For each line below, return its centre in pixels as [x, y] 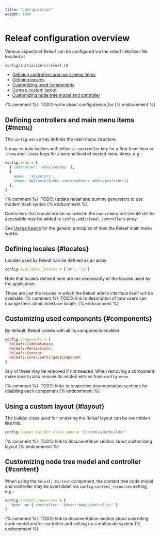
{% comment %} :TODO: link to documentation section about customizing [79, 441]
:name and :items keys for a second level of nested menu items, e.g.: [73, 154]
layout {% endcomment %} [32, 446]
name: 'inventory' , [34, 176]
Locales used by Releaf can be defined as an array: [56, 260]
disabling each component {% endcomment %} [53, 391]
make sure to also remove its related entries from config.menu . [67, 377]
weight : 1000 [18, 14]
